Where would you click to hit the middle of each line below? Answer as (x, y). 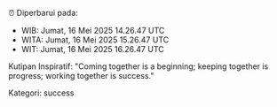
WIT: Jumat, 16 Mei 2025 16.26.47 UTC (93, 49)
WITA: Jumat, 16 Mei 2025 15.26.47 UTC (95, 40)
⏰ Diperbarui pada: (44, 13)
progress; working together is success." (81, 76)
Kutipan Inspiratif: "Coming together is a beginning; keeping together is (138, 66)
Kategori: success (41, 93)
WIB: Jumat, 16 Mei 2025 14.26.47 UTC (93, 31)
